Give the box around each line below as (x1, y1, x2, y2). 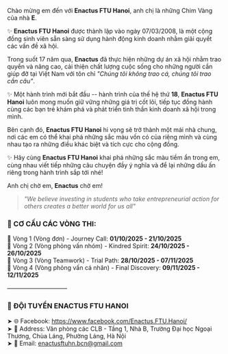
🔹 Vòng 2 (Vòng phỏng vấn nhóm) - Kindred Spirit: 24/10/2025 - (7, 242, 190, 250)
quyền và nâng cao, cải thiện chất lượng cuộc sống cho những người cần (7, 62, 213, 70)
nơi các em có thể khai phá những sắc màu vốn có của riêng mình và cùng (7, 133, 218, 141)
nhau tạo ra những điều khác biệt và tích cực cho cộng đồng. (7, 140, 179, 148)
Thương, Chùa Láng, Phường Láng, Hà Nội (7, 331, 127, 340)
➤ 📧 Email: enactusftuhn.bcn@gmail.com (7, 339, 123, 347)
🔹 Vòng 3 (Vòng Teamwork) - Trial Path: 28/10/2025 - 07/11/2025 (7, 256, 194, 264)
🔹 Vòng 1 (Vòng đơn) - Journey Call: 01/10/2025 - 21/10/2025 (7, 234, 182, 243)
